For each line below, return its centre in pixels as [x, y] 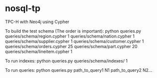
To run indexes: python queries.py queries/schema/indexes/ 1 [66, 61]
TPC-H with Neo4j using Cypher [37, 22]
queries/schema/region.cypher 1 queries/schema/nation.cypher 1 [70, 36]
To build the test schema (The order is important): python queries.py [73, 31]
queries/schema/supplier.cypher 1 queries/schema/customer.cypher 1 [74, 41]
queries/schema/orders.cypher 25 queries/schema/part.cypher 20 [71, 46]
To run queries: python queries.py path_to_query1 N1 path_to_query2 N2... [78, 70]
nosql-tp [23, 8]
